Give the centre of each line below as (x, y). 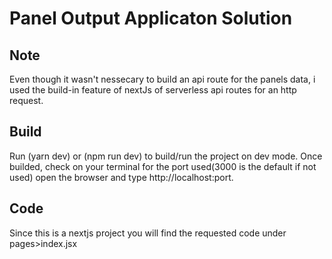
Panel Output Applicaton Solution (151, 18)
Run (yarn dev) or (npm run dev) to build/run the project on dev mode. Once (166, 156)
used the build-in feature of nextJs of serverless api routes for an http (153, 90)
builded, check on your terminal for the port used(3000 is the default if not (163, 166)
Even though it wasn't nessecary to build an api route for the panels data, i (162, 79)
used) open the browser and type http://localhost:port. (121, 177)
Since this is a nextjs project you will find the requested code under (148, 233)
